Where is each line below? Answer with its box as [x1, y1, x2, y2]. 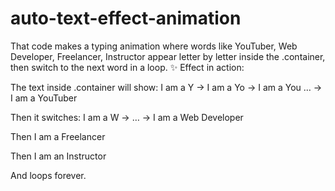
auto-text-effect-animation [10, 7, 242, 30]
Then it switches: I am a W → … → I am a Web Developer [10, 111, 244, 123]
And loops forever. [10, 169, 87, 181]
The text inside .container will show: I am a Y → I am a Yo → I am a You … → [10, 81, 323, 93]
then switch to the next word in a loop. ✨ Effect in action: [10, 61, 245, 73]
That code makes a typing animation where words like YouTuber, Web [10, 40, 298, 52]
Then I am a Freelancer [10, 130, 106, 142]
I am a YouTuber [10, 92, 78, 104]
